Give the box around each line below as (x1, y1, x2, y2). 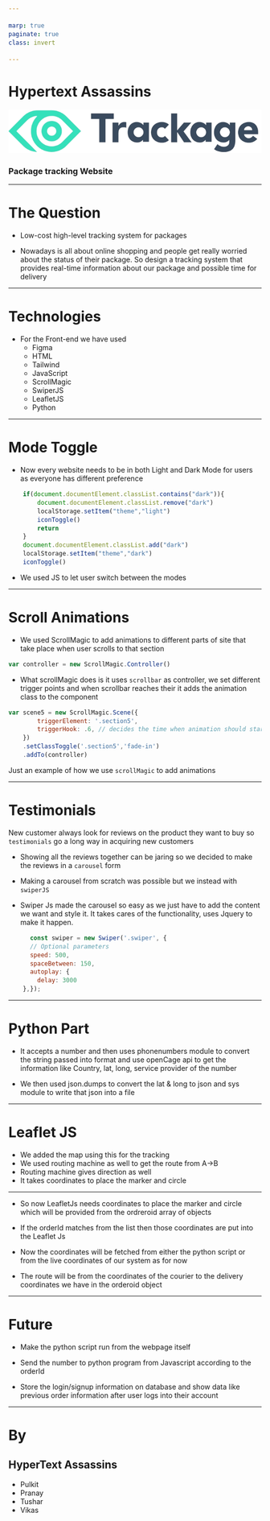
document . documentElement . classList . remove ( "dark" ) (37, 498, 215, 506)
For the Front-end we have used (19, 334, 127, 344)
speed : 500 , (29, 951, 70, 959)
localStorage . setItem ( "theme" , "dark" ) (22, 550, 153, 558)
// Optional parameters (29, 942, 110, 950)
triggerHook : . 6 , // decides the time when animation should (37, 725, 247, 734)
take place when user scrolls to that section (19, 643, 165, 653)
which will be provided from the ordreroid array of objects (19, 1207, 211, 1217)
